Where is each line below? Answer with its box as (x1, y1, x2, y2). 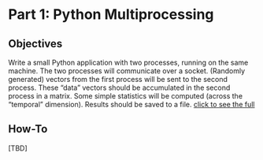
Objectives (8, 37, 63, 50)
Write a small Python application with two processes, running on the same (8, 58, 249, 67)
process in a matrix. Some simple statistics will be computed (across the (8, 91, 243, 100)
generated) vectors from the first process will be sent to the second (8, 75, 228, 84)
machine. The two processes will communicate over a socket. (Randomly (8, 66, 246, 76)
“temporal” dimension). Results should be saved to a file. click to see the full (8, 100, 255, 109)
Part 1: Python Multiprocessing (8, 6, 214, 24)
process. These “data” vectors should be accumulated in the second (8, 83, 231, 92)
